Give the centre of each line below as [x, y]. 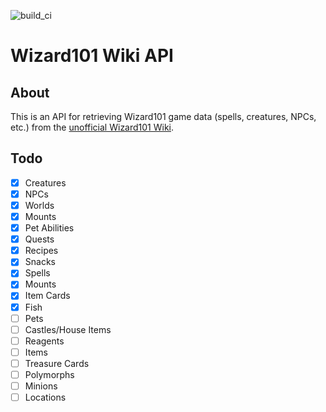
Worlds [39, 205]
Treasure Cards [57, 363]
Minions [41, 386]
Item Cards [47, 296]
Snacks [40, 262]
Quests [39, 239]
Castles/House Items [68, 329]
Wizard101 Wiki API [92, 56]
